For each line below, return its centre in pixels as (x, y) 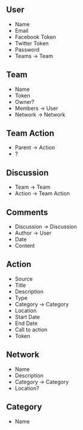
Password (27, 50)
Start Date (27, 317)
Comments (27, 212)
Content (25, 246)
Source (24, 279)
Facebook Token (35, 37)
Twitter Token (32, 43)
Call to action (31, 329)
